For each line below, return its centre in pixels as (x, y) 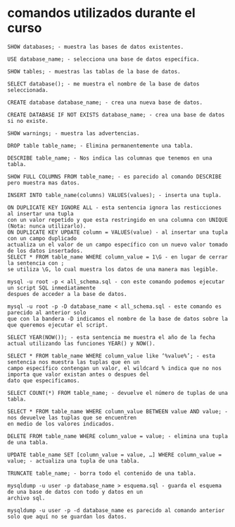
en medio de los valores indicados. (61, 424)
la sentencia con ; (36, 263)
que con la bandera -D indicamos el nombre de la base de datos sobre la (118, 319)
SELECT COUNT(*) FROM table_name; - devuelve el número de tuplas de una (118, 393)
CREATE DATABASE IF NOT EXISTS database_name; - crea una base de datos (116, 114)
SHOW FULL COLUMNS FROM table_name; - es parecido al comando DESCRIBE (114, 177)
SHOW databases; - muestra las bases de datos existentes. (96, 47)
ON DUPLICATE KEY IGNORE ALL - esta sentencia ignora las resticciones (114, 207)
